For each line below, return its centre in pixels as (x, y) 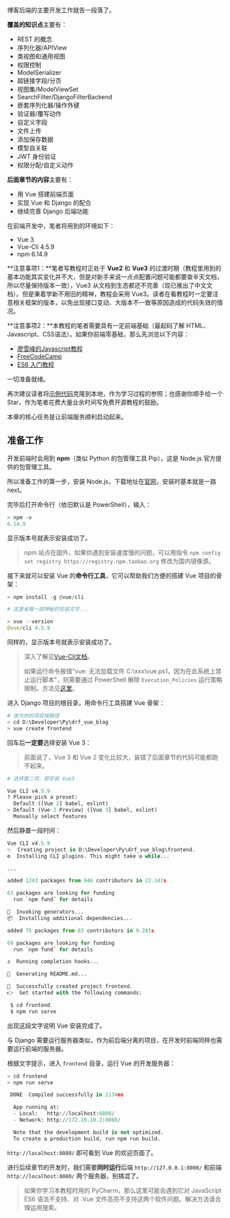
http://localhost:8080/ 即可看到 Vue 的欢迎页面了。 (82, 1152)
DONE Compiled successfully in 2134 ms (67, 1095)
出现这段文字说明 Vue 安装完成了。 (56, 1026)
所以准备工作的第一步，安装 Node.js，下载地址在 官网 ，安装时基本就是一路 (112, 481)
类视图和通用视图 (41, 56)
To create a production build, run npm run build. (87, 1139)
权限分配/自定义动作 (45, 165)
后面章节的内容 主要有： (40, 179)
